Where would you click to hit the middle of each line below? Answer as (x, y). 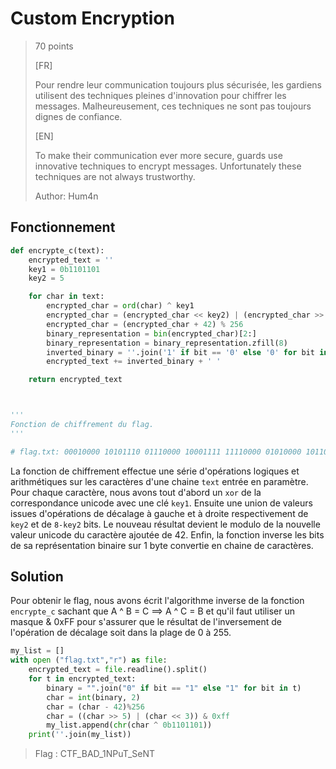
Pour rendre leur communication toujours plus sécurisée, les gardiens (178, 84)
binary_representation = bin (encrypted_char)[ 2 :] (151, 333)
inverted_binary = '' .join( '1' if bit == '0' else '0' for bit (180, 352)
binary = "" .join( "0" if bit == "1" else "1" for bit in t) (174, 688)
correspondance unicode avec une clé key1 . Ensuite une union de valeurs (161, 503)
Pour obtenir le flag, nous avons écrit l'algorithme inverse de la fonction (157, 601)
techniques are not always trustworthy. (115, 176)
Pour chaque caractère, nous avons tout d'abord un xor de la (136, 492)
